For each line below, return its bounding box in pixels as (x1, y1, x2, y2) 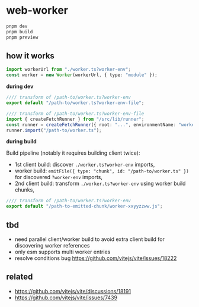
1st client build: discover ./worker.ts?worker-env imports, (14, 161, 155, 168)
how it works (6, 51, 55, 61)
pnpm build (6, 29, 33, 35)
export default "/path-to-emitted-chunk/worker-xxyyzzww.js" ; (6, 203, 163, 209)
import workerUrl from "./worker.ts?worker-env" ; (6, 67, 131, 73)
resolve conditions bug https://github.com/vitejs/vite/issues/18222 (14, 254, 177, 262)
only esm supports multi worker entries (14, 248, 111, 255)
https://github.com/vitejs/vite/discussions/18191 (14, 287, 131, 295)
